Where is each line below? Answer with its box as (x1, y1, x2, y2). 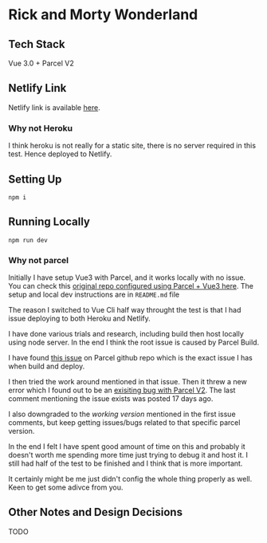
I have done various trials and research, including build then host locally (8, 329, 245, 339)
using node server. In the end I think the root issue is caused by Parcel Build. (8, 337, 260, 348)
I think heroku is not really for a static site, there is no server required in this (8, 141, 257, 151)
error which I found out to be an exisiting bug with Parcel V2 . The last (8, 385, 236, 395)
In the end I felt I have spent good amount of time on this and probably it (8, 442, 245, 451)
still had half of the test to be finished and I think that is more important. (8, 458, 243, 468)
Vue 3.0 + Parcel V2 (8, 58, 74, 68)
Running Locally (8, 215, 90, 229)
